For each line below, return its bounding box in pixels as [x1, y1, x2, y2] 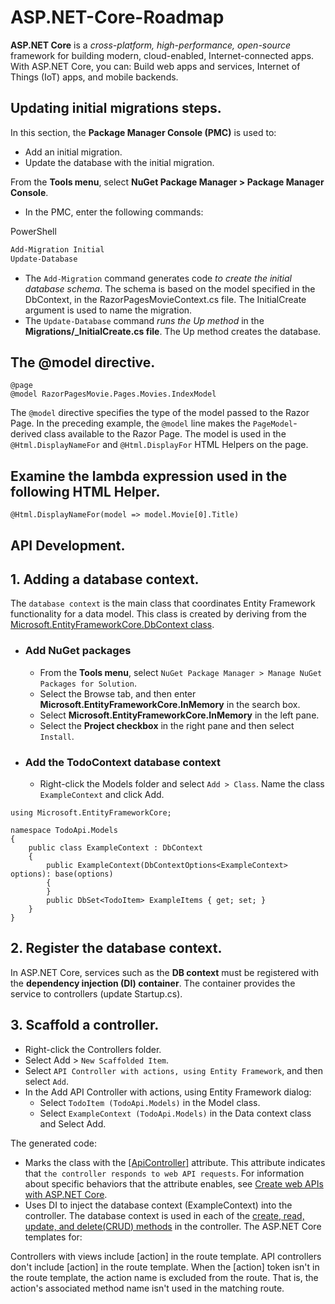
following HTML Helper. [10, 483, 161, 500]
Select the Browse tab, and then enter [39, 687, 197, 700]
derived [10, 428, 42, 440]
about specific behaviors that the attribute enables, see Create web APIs [24, 1177, 324, 1190]
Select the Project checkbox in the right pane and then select [39, 719, 295, 731]
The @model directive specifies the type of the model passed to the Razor [10, 407, 310, 419]
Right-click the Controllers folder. [24, 1043, 162, 1055]
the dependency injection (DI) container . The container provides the [10, 977, 296, 989]
